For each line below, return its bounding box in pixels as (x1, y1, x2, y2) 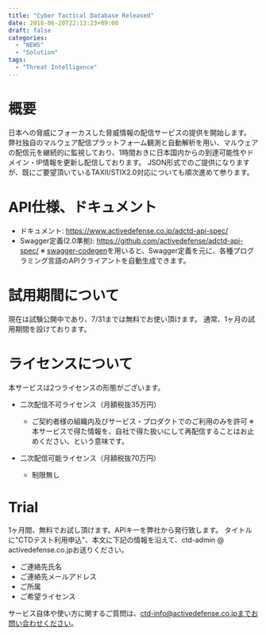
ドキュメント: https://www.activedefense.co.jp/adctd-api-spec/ (19, 225, 229, 235)
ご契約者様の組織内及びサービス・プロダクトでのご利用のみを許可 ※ (31, 416, 254, 425)
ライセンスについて (8, 355, 133, 373)
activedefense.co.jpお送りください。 (8, 545, 129, 555)
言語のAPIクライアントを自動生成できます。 (47, 256, 191, 265)
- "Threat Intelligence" (15, 63, 98, 71)
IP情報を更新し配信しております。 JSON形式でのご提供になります (35, 157, 250, 167)
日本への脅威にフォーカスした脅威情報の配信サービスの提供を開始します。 (8, 128, 252, 137)
